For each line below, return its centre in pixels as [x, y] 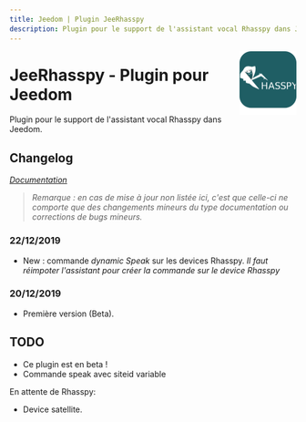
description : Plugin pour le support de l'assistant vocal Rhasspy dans [150, 29]
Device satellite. [52, 409]
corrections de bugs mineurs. [87, 217]
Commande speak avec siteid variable [94, 374]
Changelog [41, 158]
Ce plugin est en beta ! [65, 364]
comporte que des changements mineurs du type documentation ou [160, 207]
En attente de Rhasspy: [53, 391]
